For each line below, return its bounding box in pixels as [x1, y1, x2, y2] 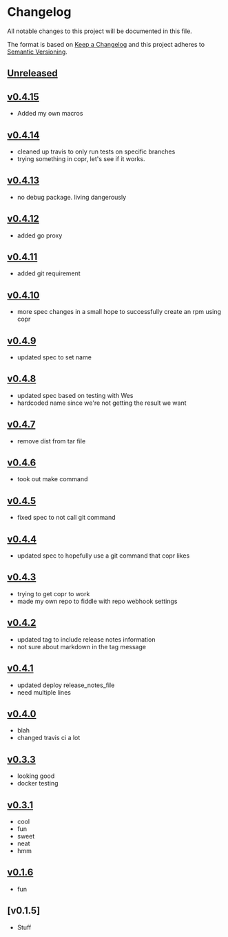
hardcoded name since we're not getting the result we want [17, 399, 187, 407]
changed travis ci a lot [17, 734, 81, 742]
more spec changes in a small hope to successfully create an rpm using [17, 308, 222, 316]
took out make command [17, 475, 88, 483]
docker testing [17, 779, 59, 788]
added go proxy [17, 231, 63, 240]
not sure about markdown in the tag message [17, 642, 147, 651]
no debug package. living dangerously [17, 193, 127, 201]
